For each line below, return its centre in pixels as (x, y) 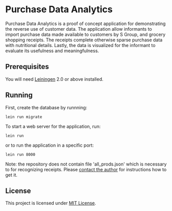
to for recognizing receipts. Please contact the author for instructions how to (86, 169)
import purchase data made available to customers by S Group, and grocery (85, 34)
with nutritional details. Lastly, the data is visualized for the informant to (80, 45)
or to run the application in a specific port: (49, 145)
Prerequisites (27, 67)
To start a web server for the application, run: (53, 126)
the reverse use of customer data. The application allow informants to (79, 29)
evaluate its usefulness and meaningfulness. (52, 51)
